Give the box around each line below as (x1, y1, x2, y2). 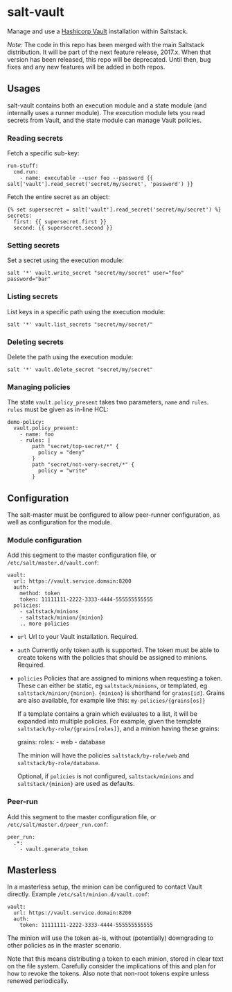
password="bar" (7, 275, 51, 283)
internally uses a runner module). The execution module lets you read (7, 108, 206, 117)
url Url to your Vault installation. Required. (17, 633, 139, 641)
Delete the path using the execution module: (7, 352, 134, 361)
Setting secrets (7, 240, 60, 250)
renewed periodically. (7, 977, 69, 985)
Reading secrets (7, 133, 64, 143)
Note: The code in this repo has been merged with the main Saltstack (7, 40, 205, 49)
